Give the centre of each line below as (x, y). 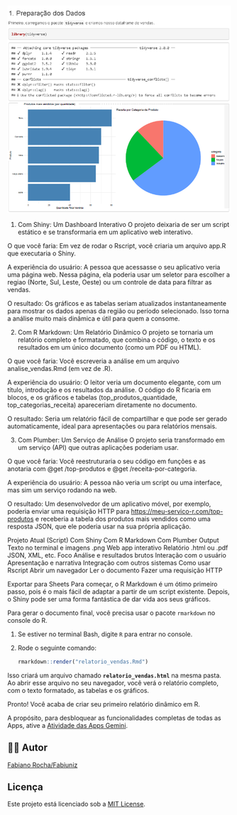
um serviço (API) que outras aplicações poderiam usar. (98, 447)
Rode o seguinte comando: (57, 648)
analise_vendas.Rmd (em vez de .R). (60, 368)
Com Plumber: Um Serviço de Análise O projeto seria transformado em (121, 440)
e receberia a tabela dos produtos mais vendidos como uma (123, 519)
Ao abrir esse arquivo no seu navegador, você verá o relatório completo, (113, 682)
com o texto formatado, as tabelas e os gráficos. (78, 690)
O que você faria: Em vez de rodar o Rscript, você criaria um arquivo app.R (117, 245)
